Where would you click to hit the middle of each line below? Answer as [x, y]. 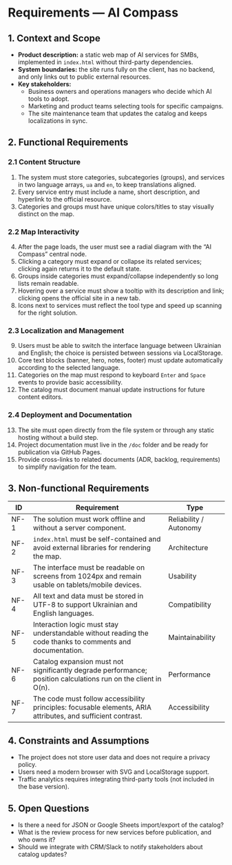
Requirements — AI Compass [93, 13]
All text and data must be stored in [88, 596]
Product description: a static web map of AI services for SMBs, [108, 55]
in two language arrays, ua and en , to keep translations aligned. [107, 184]
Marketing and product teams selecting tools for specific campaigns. [126, 106]
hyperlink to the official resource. [65, 199]
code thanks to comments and [82, 642]
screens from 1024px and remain [87, 576]
